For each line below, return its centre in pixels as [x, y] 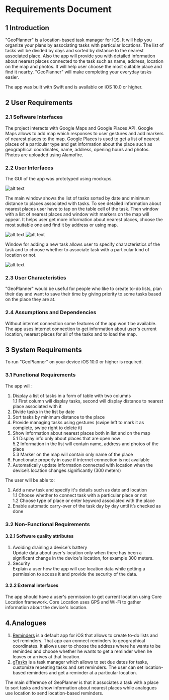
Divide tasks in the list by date [44, 412]
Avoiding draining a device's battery [50, 547]
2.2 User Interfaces [29, 168]
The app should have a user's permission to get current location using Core [83, 597]
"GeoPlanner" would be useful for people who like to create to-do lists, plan [83, 289]
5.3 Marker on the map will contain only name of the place [73, 454]
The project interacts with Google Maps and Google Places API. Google [79, 128]
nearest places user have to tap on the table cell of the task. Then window [82, 209]
